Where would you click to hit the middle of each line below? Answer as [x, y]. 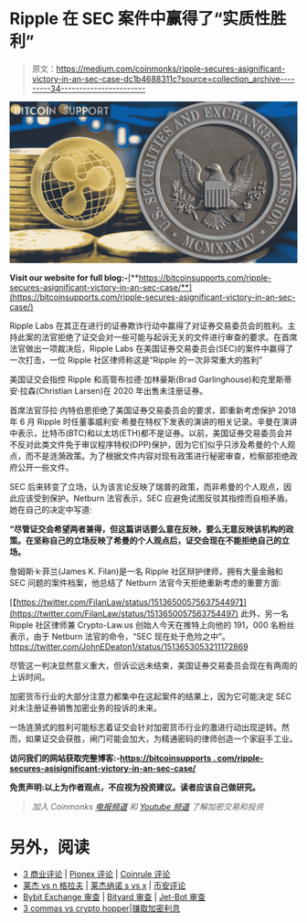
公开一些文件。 [45, 468]
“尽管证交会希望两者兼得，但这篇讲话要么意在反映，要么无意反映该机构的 [148, 529]
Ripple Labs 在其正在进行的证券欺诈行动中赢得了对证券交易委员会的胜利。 [148, 326]
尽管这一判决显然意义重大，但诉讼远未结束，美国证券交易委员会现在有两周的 [153, 666]
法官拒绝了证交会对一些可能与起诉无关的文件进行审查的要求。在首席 [169, 337]
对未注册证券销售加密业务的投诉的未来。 [85, 708]
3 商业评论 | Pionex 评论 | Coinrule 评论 [96, 875]
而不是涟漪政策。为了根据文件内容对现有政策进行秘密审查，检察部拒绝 [157, 456]
